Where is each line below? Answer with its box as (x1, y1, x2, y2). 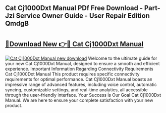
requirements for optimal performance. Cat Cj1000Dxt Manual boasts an (5, 76, 153, 82)
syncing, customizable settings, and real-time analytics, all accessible (5, 87, 148, 93)
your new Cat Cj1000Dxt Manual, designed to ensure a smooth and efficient (5, 61, 160, 66)
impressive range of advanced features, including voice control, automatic (5, 81, 157, 87)
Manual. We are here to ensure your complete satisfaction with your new (5, 97, 154, 103)
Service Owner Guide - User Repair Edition (15, 12, 150, 20)
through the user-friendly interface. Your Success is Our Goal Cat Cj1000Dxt (5, 92, 161, 98)
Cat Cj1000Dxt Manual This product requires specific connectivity (5, 71, 140, 77)
